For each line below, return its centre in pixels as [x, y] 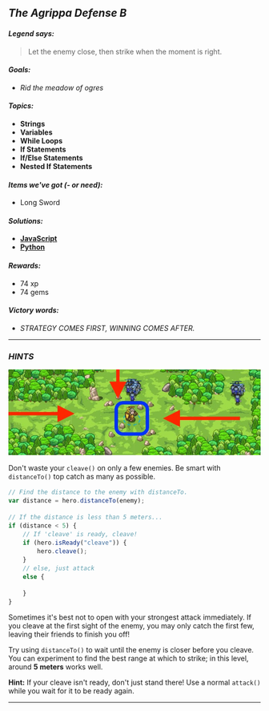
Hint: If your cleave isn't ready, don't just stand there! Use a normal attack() [134, 683]
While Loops [41, 141]
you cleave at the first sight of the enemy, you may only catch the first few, [131, 626]
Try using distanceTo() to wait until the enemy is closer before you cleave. [131, 650]
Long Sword [40, 203]
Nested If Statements [56, 166]
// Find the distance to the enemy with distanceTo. [98, 492]
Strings [32, 124]
